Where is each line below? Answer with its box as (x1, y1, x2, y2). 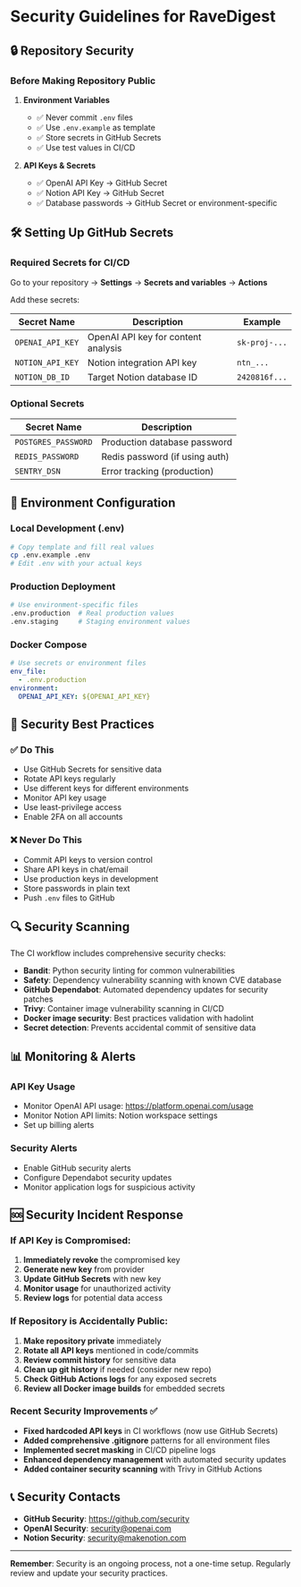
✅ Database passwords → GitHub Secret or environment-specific (36, 197, 278, 208)
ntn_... (236, 357, 270, 368)
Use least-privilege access (22, 802, 122, 813)
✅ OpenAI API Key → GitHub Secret (36, 177, 168, 188)
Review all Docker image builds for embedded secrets (22, 1383, 226, 1394)
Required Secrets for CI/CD (10, 257, 130, 269)
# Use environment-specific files (10, 601, 139, 610)
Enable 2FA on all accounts (22, 812, 123, 823)
